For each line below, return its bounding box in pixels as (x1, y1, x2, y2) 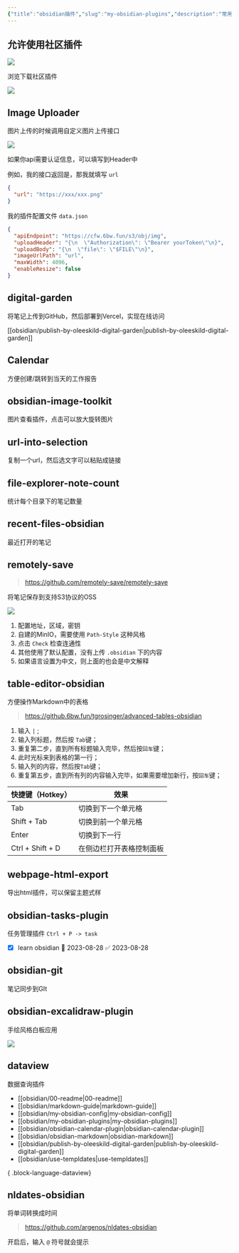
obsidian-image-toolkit (7, 395, 112, 407)
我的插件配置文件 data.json (7, 211, 88, 220)
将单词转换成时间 (7, 1209, 58, 1217)
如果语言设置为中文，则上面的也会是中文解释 (17, 657, 149, 665)
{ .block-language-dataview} (7, 1168, 92, 1177)
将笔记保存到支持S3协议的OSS (7, 593, 97, 601)
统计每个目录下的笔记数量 (7, 496, 83, 505)
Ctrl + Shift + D (11, 843, 60, 853)
